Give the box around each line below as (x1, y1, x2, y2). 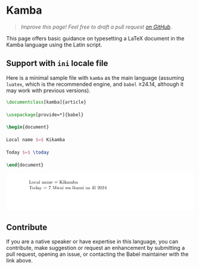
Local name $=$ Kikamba (6, 137, 66, 143)
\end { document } (6, 162, 44, 168)
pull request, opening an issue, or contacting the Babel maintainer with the (6, 251, 189, 258)
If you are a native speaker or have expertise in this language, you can (6, 238, 179, 245)
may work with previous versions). (6, 87, 91, 94)
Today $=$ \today (6, 149, 49, 155)
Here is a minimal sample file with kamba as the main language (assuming (6, 74, 185, 81)
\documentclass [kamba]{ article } (6, 99, 86, 105)
